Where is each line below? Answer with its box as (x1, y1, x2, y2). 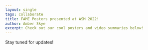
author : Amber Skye (5, 21, 46, 26)
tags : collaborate (5, 12, 43, 17)
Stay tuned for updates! (5, 39, 54, 45)
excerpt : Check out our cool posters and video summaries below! (5, 26, 144, 31)
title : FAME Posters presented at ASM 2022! (5, 16, 99, 21)
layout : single (5, 7, 37, 12)
